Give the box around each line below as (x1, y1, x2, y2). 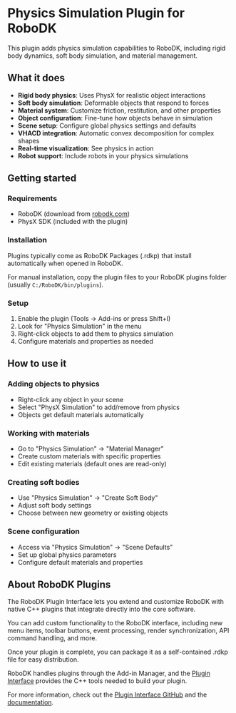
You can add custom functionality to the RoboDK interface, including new (7, 619, 223, 627)
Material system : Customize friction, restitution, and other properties (17, 106, 221, 115)
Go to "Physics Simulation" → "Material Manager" (17, 444, 164, 453)
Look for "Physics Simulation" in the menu (17, 322, 142, 331)
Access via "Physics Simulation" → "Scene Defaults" (17, 543, 173, 551)
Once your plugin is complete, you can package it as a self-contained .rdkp (7, 647, 228, 657)
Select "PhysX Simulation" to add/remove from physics (17, 403, 180, 411)
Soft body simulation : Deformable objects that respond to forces (17, 98, 209, 107)
